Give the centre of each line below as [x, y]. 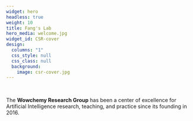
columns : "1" [28, 50]
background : [26, 66]
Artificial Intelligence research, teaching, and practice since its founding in [97, 106]
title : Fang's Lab [29, 28]
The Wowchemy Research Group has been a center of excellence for [91, 100]
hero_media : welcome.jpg [37, 34]
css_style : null [31, 55]
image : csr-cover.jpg [43, 72]
